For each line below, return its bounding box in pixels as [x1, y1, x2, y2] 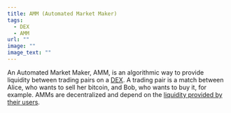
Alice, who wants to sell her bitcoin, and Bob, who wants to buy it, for [7, 83, 207, 91]
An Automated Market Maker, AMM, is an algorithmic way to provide [7, 68, 204, 77]
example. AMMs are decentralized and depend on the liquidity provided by [7, 90, 223, 98]
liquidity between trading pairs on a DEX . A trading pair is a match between [7, 75, 224, 84]
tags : [7, 17, 23, 24]
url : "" [7, 36, 30, 43]
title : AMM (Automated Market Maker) [7, 10, 118, 17]
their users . [7, 98, 41, 106]
